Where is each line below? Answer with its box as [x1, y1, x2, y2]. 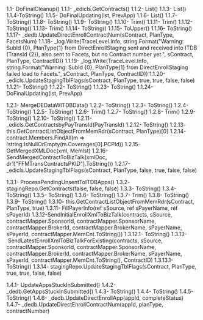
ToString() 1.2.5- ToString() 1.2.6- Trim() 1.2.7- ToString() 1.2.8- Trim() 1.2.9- [6, 108, 196, 115]
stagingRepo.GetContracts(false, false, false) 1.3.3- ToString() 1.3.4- [6, 185, 177, 192]
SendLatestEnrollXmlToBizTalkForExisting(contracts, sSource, [7, 237, 163, 244]
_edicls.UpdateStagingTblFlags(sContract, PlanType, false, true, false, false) [6, 166, 197, 174]
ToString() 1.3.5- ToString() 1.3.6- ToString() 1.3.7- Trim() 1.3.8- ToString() [6, 192, 190, 198]
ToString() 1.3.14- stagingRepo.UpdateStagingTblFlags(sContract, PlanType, [6, 263, 197, 270]
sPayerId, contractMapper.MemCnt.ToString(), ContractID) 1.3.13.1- [6, 256, 174, 264]
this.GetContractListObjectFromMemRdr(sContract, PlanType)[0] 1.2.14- [6, 128, 187, 135]
